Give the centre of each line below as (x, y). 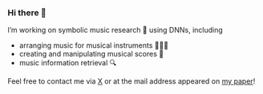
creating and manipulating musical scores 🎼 (91, 54)
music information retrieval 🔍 (68, 63)
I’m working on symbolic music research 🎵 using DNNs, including (115, 30)
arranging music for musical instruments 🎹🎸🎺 (94, 45)
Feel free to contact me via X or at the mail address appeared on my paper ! (131, 81)
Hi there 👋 (27, 13)
